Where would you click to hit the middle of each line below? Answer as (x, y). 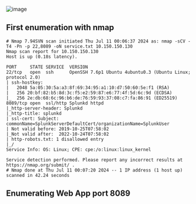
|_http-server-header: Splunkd (44, 108)
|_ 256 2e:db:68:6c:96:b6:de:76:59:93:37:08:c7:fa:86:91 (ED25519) (92, 98)
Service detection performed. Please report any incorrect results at (94, 160)
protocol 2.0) (24, 77)
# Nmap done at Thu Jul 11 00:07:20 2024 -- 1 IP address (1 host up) (94, 170)
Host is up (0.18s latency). (42, 57)
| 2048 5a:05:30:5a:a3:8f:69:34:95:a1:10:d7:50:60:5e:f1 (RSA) (88, 88)
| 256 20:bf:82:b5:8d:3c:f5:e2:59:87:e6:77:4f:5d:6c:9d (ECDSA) (89, 93)
